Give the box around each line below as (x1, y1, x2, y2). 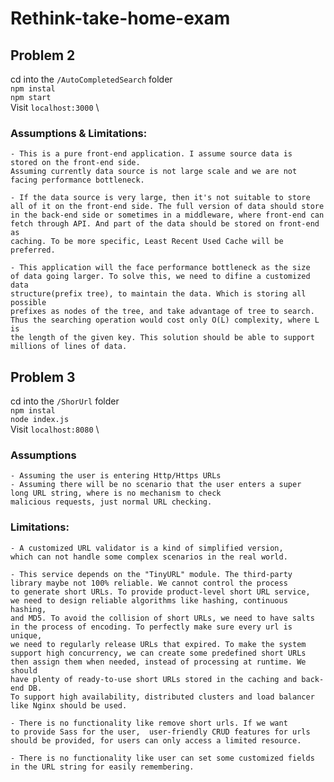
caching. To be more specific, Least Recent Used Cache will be (10, 237, 284, 247)
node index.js (10, 415, 70, 425)
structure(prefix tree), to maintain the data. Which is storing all (10, 289, 307, 299)
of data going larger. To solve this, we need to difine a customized (10, 272, 311, 282)
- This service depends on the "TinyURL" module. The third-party (10, 569, 293, 579)
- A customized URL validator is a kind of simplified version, (10, 543, 284, 553)
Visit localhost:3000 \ (10, 102, 100, 113)
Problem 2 (10, 47, 76, 64)
